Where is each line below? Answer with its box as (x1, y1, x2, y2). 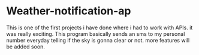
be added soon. (6, 43, 45, 50)
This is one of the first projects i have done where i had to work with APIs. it (6, 24, 193, 31)
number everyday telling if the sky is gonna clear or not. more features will (6, 36, 190, 44)
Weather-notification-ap (6, 4, 131, 18)
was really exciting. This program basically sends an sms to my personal (6, 30, 185, 37)
